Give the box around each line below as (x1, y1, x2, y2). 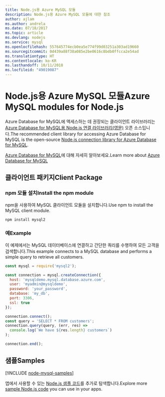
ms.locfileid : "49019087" (5, 68, 59, 73)
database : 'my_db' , (9, 291, 50, 296)
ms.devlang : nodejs (5, 35, 46, 40)
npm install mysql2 (5, 217, 46, 222)
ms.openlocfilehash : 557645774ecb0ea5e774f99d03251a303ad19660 (5, 44, 139, 49)
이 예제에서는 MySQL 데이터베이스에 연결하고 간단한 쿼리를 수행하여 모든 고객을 (5, 242, 160, 248)
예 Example (5, 230, 31, 237)
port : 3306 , (9, 296, 35, 301)
